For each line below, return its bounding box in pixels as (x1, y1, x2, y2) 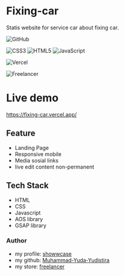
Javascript (14, 209, 41, 216)
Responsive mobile (14, 151, 62, 158)
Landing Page (14, 144, 49, 151)
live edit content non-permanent (14, 163, 94, 170)
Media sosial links (14, 157, 59, 164)
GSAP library (14, 222, 46, 229)
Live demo (6, 91, 59, 105)
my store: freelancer (14, 263, 65, 270)
